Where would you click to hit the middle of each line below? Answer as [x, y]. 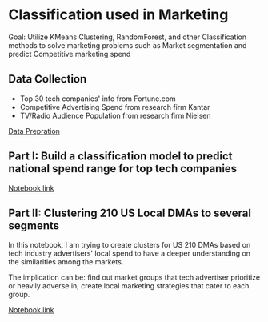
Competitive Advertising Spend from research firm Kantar [115, 107]
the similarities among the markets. [66, 262]
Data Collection [48, 79]
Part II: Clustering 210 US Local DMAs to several [130, 213]
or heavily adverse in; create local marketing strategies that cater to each [129, 286]
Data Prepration [34, 131]
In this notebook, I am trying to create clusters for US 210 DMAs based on [130, 245]
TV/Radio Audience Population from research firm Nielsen [115, 115]
